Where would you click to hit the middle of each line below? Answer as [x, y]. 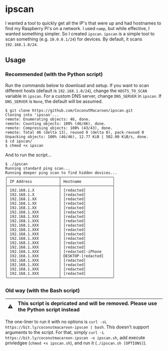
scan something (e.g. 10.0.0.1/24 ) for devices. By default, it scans [74, 39]
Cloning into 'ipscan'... [32, 115]
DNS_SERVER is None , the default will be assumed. [54, 101]
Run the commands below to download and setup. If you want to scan [77, 85]
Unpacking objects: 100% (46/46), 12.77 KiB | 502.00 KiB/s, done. [77, 137]
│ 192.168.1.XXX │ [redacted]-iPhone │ [60, 251]
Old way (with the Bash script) [42, 290]
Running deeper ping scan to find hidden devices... [61, 173]
